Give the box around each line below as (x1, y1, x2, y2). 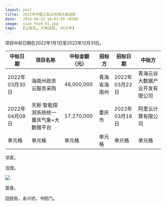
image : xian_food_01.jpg (5, 21, 58, 26)
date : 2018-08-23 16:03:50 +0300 (5, 16, 79, 21)
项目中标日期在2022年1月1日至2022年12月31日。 (5, 40, 104, 46)
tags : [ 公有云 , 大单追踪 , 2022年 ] (5, 26, 75, 31)
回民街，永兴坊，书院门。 (5, 196, 57, 202)
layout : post (5, 7, 32, 12)
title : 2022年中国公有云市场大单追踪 (5, 12, 76, 17)
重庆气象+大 (31, 117, 60, 124)
